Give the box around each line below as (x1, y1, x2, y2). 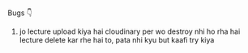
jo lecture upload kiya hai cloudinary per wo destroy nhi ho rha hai (19, 26, 241, 36)
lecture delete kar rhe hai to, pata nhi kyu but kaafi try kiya (19, 35, 215, 44)
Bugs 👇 (7, 8, 33, 18)
